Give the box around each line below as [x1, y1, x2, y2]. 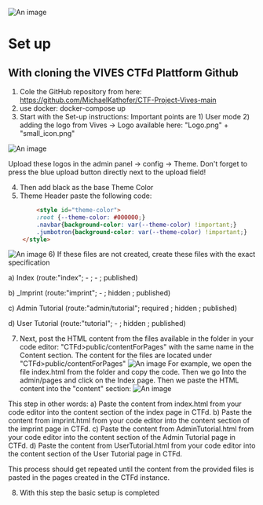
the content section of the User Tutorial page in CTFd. [8, 449, 183, 459]
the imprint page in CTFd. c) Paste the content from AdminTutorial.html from [8, 424, 254, 434]
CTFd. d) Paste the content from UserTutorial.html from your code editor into [8, 441, 256, 451]
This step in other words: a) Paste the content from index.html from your [8, 399, 242, 408]
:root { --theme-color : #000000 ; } [36, 213, 146, 221]
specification [8, 258, 50, 267]
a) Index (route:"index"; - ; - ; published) [8, 273, 139, 283]
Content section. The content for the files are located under [19, 350, 212, 360]
